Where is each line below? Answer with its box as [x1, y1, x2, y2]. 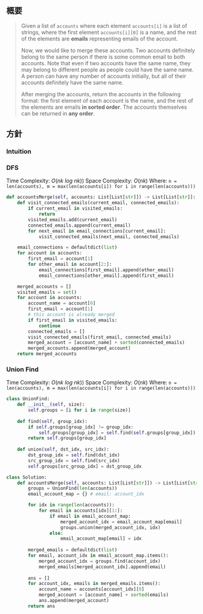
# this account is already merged [28, 312, 115, 318]
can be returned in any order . [21, 109, 95, 117]
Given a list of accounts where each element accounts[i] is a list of [21, 22, 187, 29]
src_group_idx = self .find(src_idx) [28, 457, 120, 464]
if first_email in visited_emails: [28, 317, 118, 323]
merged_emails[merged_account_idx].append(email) [38, 564, 166, 570]
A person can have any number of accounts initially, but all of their [21, 72, 186, 80]
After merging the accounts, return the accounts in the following [21, 90, 181, 98]
